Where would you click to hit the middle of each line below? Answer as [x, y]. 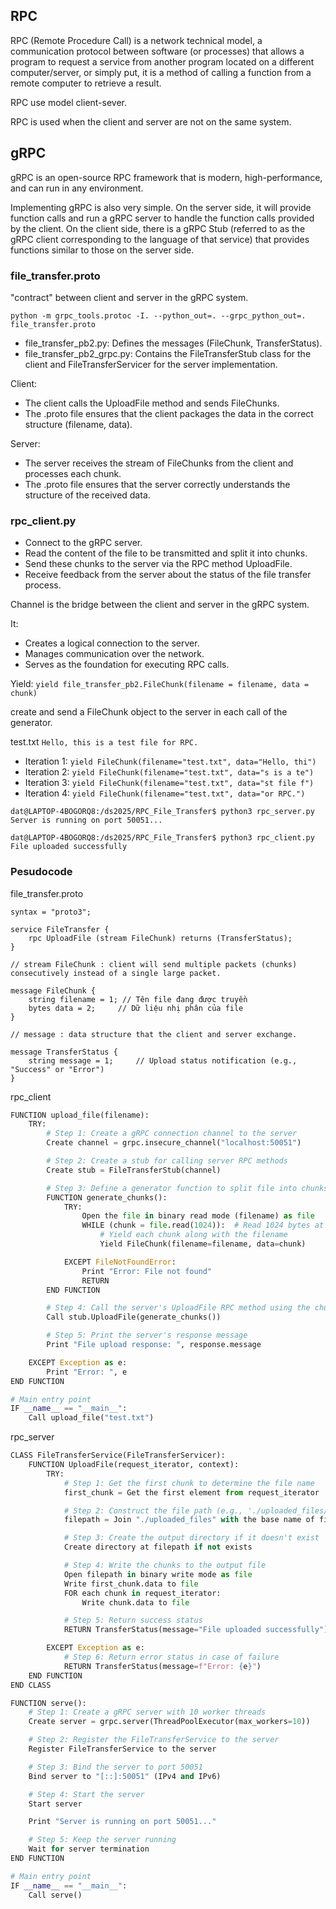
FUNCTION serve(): [48, 1703]
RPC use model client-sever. [69, 102]
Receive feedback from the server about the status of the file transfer [168, 575]
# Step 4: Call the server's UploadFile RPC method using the [178, 1308]
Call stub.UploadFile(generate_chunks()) [134, 1317]
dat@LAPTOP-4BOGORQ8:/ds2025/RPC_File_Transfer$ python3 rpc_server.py [162, 812]
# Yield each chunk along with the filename [193, 1235]
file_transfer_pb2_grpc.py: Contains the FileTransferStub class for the [168, 353]
